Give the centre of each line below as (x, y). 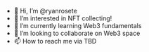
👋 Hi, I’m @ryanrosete (45, 11)
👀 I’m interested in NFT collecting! (63, 18)
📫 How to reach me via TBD (55, 41)
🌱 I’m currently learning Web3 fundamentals (78, 26)
